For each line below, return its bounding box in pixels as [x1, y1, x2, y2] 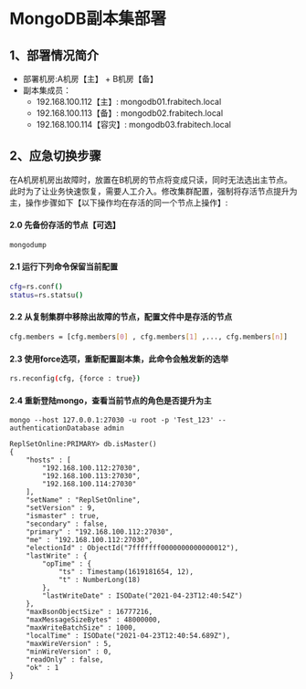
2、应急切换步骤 [9, 148, 102, 164]
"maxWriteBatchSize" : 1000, [26, 623, 137, 632]
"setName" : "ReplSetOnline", [26, 496, 142, 505]
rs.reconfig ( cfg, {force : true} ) [9, 374, 142, 383]
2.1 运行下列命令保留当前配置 [9, 261, 119, 272]
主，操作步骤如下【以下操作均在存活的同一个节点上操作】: [9, 197, 228, 208]
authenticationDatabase [9, 423, 100, 433]
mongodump [9, 241, 47, 250]
